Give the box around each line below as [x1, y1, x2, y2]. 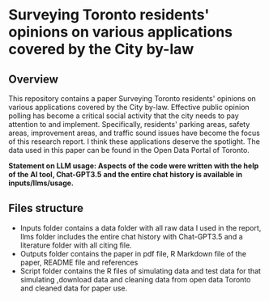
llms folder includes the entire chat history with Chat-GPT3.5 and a [19, 231, 243, 241]
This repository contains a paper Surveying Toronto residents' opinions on [8, 94, 257, 103]
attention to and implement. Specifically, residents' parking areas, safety [8, 120, 250, 129]
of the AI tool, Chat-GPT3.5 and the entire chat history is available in [8, 170, 243, 179]
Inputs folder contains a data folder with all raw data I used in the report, [19, 223, 262, 232]
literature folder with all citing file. [19, 240, 132, 250]
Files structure [8, 201, 83, 215]
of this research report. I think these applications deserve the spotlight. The [8, 137, 261, 146]
